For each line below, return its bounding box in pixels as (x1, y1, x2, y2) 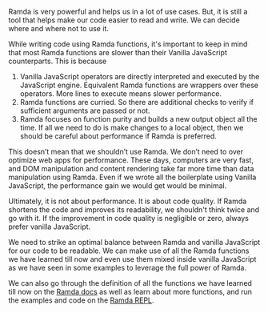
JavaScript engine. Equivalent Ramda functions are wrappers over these (19, 80, 258, 90)
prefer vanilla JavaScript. (8, 222, 91, 231)
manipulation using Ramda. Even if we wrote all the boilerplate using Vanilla (8, 172, 257, 182)
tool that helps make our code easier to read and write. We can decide (8, 15, 240, 25)
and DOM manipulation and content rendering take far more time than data (8, 164, 254, 173)
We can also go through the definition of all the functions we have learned (8, 279, 252, 287)
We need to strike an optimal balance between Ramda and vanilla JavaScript (8, 238, 261, 247)
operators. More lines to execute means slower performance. (19, 89, 222, 98)
